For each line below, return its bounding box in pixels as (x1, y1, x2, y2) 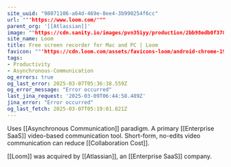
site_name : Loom (7, 36, 54, 42)
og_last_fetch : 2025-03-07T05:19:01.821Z (7, 105, 128, 112)
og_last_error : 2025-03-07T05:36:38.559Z (7, 80, 128, 87)
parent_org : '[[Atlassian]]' (7, 23, 91, 29)
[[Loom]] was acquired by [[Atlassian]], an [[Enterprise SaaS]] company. (7, 152, 212, 160)
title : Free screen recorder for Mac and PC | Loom (7, 42, 158, 49)
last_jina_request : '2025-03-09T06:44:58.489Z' (7, 93, 146, 100)
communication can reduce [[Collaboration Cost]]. (7, 138, 150, 147)
